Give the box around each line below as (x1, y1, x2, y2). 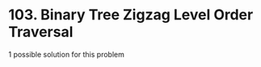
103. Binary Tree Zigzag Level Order (8, 6, 254, 24)
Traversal (8, 23, 74, 41)
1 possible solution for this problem (8, 49, 125, 59)
